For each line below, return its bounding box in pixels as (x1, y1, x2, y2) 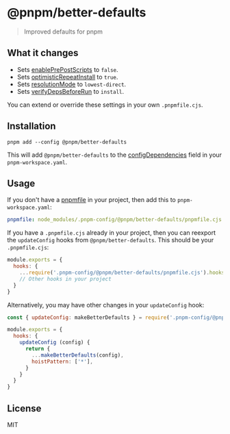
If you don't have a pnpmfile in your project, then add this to (7, 196, 176, 204)
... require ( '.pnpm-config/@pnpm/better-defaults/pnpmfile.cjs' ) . (19, 269, 210, 276)
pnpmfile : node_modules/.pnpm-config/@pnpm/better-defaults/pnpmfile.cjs (7, 216, 222, 223)
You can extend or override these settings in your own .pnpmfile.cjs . (7, 101, 203, 109)
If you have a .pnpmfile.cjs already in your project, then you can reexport (7, 229, 216, 237)
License (7, 403, 42, 414)
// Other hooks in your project (19, 275, 112, 282)
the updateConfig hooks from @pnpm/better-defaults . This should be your (7, 236, 214, 244)
